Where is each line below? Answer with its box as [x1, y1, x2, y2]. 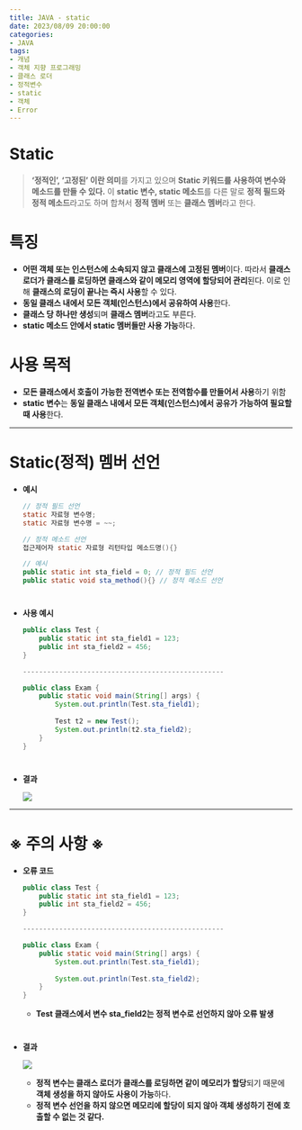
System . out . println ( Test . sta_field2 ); [55, 974, 200, 983]
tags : [9, 47, 30, 56]
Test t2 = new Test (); [55, 717, 140, 726]
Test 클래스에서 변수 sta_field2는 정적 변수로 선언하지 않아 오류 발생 [35, 1008, 274, 1019]
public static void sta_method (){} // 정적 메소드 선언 [22, 576, 223, 585]
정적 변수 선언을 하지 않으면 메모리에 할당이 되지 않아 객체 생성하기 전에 [35, 1100, 281, 1111]
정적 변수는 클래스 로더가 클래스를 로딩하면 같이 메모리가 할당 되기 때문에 [35, 1078, 286, 1089]
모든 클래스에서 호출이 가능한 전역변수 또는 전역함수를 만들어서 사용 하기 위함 [22, 386, 287, 397]
